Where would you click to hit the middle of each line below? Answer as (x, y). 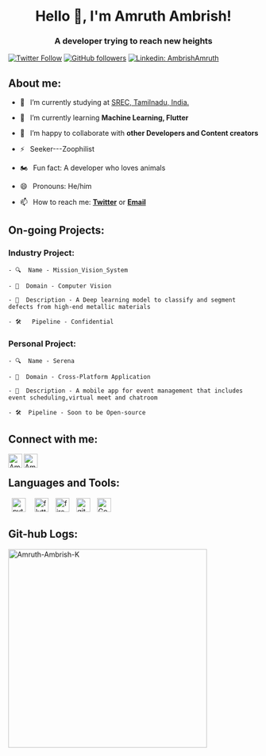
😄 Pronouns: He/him (56, 187)
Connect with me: (53, 439)
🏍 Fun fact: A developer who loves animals (93, 168)
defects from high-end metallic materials (79, 307)
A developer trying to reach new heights (133, 41)
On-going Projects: (56, 230)
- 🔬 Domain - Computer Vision (60, 286)
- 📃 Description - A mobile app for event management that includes (126, 391)
